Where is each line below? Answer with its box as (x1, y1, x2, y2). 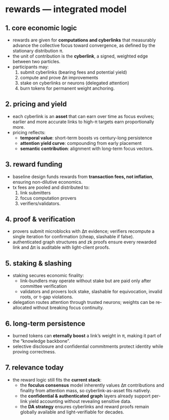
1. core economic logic (5, 24, 77, 32)
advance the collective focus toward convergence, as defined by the (12, 42, 155, 48)
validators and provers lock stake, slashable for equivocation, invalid (20, 289, 162, 295)
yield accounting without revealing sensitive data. (28, 398, 132, 404)
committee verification (20, 283, 67, 289)
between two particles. (12, 59, 61, 64)
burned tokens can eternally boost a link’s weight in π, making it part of (12, 333, 161, 339)
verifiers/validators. (20, 200, 61, 206)
